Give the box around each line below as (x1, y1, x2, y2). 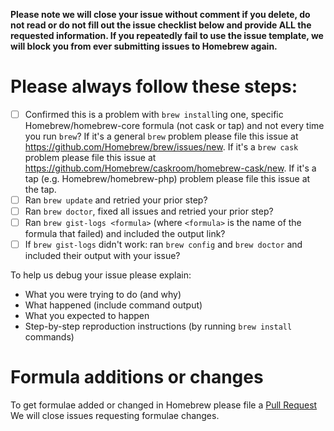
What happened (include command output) (24, 299, 203, 311)
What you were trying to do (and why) (24, 289, 182, 301)
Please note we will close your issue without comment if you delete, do (10, 9, 311, 20)
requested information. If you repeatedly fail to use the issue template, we (10, 30, 324, 41)
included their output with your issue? (24, 250, 181, 262)
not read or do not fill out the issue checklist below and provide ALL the (10, 19, 312, 31)
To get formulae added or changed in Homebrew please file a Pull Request (10, 399, 318, 411)
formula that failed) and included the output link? (24, 228, 226, 240)
